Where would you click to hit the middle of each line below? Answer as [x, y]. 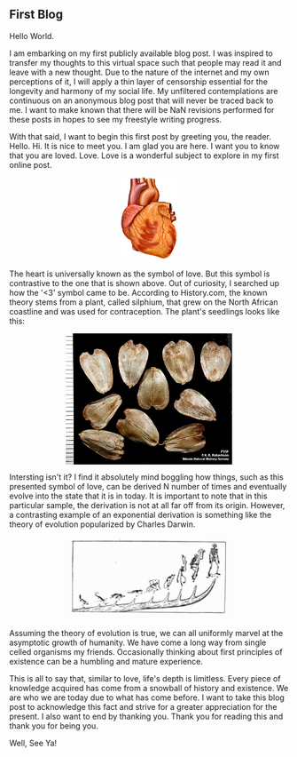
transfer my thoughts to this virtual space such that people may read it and [145, 62]
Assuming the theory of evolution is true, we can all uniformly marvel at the [146, 633]
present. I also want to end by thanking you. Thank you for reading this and [146, 717]
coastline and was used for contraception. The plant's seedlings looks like [145, 312]
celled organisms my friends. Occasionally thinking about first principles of [146, 652]
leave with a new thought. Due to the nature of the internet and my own [139, 72]
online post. [31, 164]
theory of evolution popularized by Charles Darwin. [102, 524]
